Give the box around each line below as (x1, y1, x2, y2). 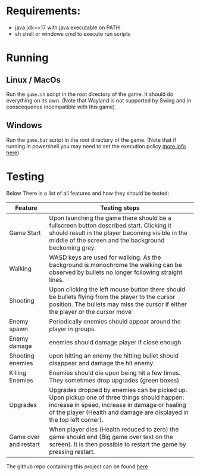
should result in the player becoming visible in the (49, 228, 187, 237)
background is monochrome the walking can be (49, 260, 183, 269)
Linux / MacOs (6, 74, 61, 85)
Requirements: (6, 4, 81, 18)
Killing (9, 368, 27, 377)
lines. (49, 275, 64, 284)
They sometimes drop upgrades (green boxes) (49, 376, 180, 384)
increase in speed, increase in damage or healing (49, 400, 186, 409)
